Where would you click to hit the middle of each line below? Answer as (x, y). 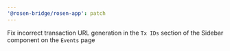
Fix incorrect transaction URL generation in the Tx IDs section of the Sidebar (115, 33)
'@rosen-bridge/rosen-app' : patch (57, 13)
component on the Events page (51, 40)
